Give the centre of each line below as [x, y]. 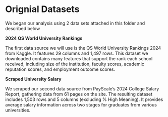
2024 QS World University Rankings [44, 38]
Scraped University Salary [33, 79]
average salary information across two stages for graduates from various [81, 104]
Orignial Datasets [42, 9]
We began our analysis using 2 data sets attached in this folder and [75, 23]
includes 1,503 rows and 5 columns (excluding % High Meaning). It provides [84, 99]
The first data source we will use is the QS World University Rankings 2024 [83, 48]
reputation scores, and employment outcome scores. [60, 69]
